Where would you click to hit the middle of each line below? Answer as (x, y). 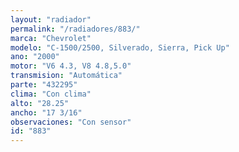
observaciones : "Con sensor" (71, 122)
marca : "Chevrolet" (51, 38)
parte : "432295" (44, 85)
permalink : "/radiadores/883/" (75, 29)
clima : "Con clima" (51, 94)
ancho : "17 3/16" (46, 112)
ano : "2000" (35, 57)
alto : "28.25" (40, 103)
